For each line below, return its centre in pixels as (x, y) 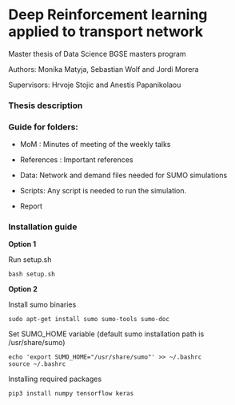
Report (31, 206)
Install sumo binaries (42, 304)
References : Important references (76, 160)
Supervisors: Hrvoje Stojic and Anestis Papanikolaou (95, 85)
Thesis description (46, 105)
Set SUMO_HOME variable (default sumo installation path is (106, 334)
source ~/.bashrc (37, 364)
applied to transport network (106, 32)
